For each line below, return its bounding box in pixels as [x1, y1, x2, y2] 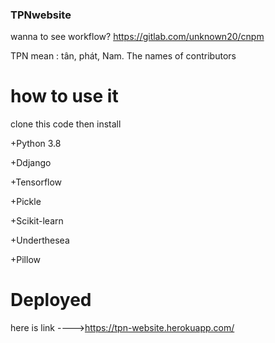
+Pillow [10, 254, 41, 266]
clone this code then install [10, 118, 122, 130]
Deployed [10, 289, 92, 312]
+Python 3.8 [10, 138, 62, 150]
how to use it [10, 85, 119, 108]
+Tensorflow [10, 176, 63, 188]
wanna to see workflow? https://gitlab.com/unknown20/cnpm [10, 31, 265, 43]
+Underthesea [10, 234, 70, 247]
